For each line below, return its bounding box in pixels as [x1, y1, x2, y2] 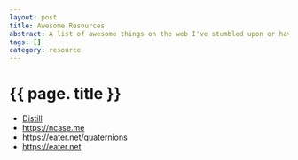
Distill [21, 113, 43, 124]
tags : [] [9, 37, 42, 47]
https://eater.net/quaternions [21, 132, 129, 142]
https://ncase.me [21, 123, 85, 133]
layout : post [9, 12, 58, 22]
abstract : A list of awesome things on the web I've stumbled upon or [9, 29, 276, 38]
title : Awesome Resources [9, 21, 105, 30]
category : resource [9, 46, 82, 55]
